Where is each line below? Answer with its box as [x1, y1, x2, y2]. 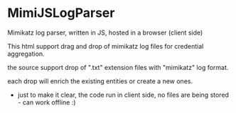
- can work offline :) [17, 97, 76, 107]
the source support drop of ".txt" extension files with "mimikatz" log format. [7, 63, 229, 71]
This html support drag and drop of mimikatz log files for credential [7, 42, 204, 50]
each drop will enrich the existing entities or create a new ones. [7, 76, 193, 85]
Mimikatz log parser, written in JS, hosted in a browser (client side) [7, 28, 203, 37]
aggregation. [7, 49, 45, 58]
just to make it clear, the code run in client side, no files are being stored [17, 90, 230, 99]
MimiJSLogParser [7, 5, 115, 21]
